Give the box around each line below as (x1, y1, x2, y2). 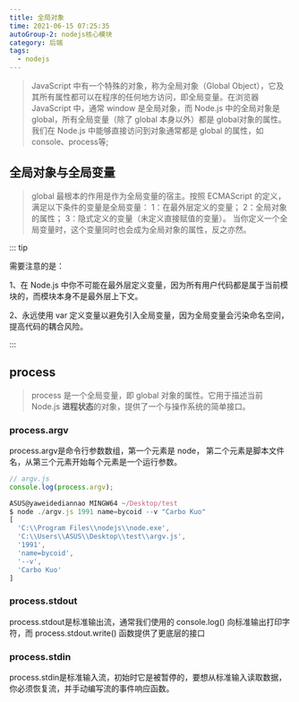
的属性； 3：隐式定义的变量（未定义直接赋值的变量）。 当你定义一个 (30, 212, 280, 224)
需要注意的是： (9, 261, 64, 271)
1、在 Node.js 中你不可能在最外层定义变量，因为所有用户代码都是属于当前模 (9, 279, 289, 290)
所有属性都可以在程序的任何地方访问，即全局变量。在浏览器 (38, 91, 260, 102)
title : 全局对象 (9, 13, 64, 22)
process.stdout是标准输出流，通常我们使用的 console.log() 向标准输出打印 (9, 616, 283, 627)
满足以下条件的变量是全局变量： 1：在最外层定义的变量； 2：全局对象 (30, 201, 287, 212)
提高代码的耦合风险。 (9, 321, 88, 331)
